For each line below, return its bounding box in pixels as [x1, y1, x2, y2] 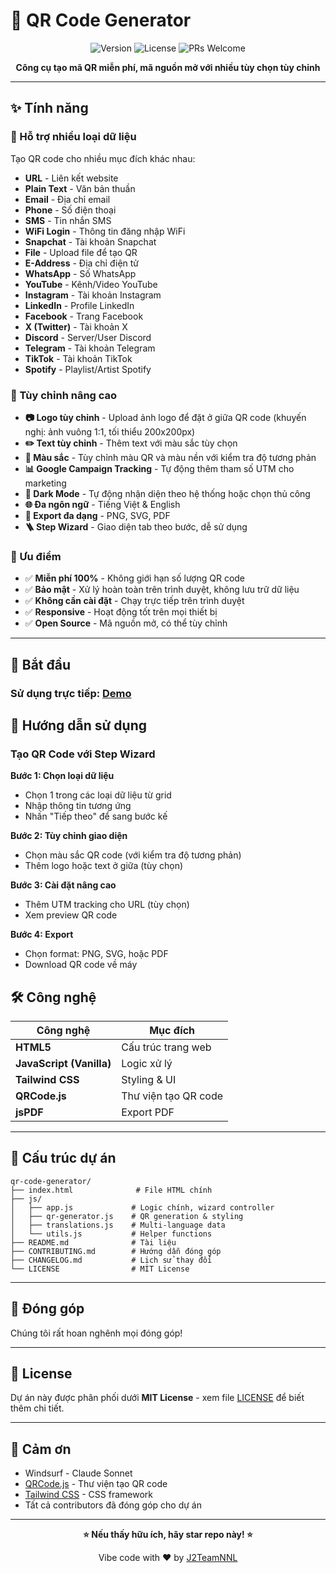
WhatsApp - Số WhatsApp [24, 267, 137, 279]
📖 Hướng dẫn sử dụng [10, 717, 148, 734]
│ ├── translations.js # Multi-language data [10, 1220, 226, 1230]
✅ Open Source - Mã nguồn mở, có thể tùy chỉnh [24, 617, 228, 629]
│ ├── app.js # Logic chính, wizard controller [10, 1202, 275, 1213]
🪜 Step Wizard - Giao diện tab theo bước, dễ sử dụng [24, 520, 248, 533]
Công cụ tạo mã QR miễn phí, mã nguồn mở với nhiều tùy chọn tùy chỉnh [15, 61, 321, 73]
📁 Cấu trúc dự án [10, 1150, 117, 1167]
